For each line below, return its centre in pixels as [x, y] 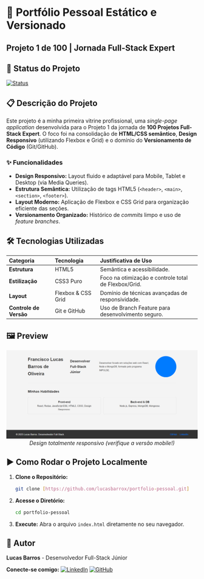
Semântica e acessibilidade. [135, 269]
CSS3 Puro [68, 281]
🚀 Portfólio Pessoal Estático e [82, 12]
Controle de [24, 308]
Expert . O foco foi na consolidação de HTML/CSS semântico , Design [110, 134]
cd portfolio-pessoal [42, 512]
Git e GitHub [70, 311]
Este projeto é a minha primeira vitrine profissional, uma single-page [92, 121]
